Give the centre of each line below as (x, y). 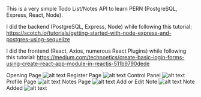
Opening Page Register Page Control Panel (83, 75)
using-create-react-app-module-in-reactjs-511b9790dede (78, 63)
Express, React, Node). (34, 15)
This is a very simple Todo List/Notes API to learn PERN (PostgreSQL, (92, 9)
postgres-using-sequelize (38, 39)
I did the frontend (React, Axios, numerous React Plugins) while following (96, 51)
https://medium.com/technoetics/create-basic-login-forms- (111, 57)
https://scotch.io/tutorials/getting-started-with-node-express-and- (89, 33)
